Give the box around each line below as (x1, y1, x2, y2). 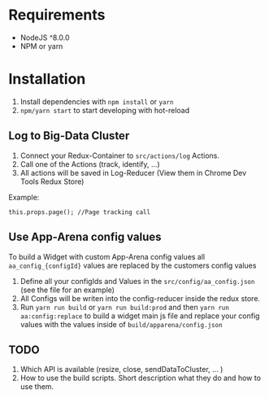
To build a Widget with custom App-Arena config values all (8, 251, 206, 261)
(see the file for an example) (20, 285, 115, 295)
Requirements (8, 6, 106, 24)
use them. (20, 382, 54, 391)
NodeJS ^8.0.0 (20, 33, 70, 42)
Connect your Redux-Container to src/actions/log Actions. (20, 151, 219, 160)
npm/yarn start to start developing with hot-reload (20, 105, 190, 115)
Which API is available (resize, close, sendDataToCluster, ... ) (20, 365, 223, 374)
